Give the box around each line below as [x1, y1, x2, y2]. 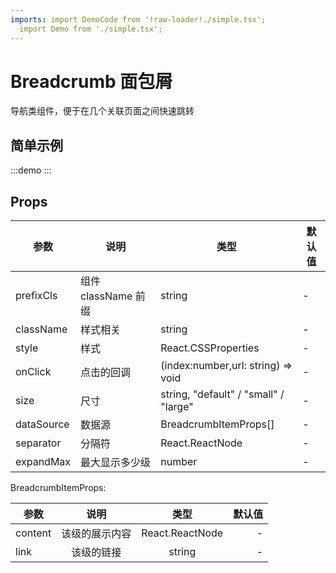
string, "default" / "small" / [160, 387, 285, 401]
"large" [160, 400, 194, 414]
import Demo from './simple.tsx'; [19, 24, 163, 34]
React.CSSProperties [160, 341, 260, 355]
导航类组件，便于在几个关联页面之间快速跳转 [10, 105, 195, 117]
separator [15, 436, 62, 450]
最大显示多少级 [80, 456, 152, 470]
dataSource [15, 417, 70, 431]
